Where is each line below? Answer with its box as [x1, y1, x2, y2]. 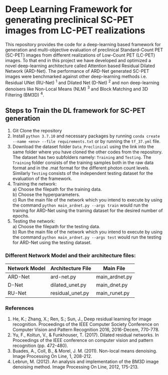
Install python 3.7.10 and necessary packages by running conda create [12, 133, 160, 139]
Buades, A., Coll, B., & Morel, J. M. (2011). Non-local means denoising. [12, 348, 157, 354]
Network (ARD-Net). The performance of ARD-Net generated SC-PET [5, 68, 149, 74]
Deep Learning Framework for [5, 4, 132, 15]
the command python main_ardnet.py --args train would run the [12, 202, 149, 208]
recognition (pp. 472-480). [12, 342, 69, 349]
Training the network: [12, 180, 57, 186]
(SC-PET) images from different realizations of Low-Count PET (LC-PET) [5, 52, 155, 58]
